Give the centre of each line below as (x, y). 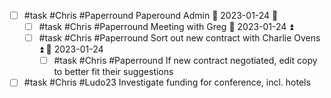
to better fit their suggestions (113, 72)
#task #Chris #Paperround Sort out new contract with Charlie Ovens (179, 38)
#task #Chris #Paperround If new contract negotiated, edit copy (185, 61)
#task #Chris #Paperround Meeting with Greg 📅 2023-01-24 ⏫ (166, 27)
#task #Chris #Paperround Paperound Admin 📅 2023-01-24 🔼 (151, 15)
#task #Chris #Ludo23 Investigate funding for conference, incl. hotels (167, 82)
